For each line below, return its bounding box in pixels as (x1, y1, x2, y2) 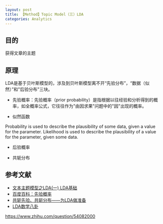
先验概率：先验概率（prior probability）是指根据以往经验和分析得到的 (12, 97, 154, 103)
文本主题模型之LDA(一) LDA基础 (12, 184, 78, 191)
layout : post (5, 7, 32, 12)
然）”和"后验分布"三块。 (5, 86, 53, 92)
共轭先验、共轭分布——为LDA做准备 (12, 197, 86, 203)
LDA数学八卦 (12, 203, 39, 209)
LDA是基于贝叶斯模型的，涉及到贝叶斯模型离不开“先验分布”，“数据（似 (5, 80, 150, 86)
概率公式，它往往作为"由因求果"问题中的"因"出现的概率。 (29, 103, 147, 109)
